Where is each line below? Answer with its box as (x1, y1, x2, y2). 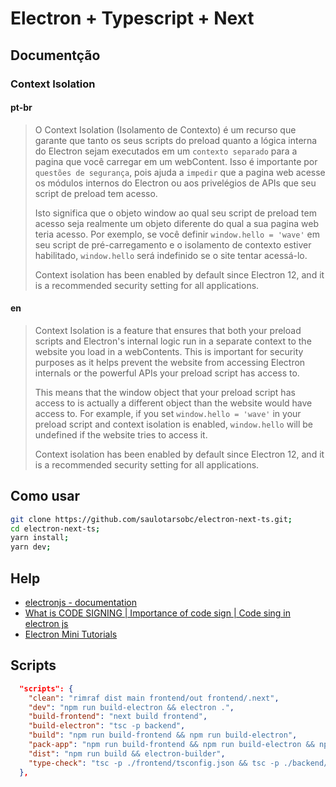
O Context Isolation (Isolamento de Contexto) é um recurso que (34, 123, 297, 136)
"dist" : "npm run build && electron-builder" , (28, 748, 226, 759)
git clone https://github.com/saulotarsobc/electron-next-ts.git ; (10, 514, 293, 524)
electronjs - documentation (24, 597, 137, 609)
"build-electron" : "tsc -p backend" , (28, 721, 186, 731)
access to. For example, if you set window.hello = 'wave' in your (34, 407, 302, 419)
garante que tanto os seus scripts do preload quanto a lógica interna (34, 134, 318, 146)
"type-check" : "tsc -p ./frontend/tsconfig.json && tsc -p (28, 758, 280, 768)
